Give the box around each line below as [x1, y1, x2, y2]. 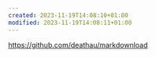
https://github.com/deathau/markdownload [8, 40, 148, 49]
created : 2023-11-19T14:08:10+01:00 [8, 11, 128, 20]
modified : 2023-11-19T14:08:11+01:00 [8, 19, 132, 27]
